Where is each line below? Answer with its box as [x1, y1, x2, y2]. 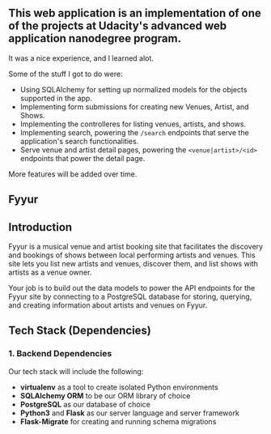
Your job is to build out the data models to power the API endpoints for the [8, 283, 256, 293]
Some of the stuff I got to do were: [8, 69, 123, 79]
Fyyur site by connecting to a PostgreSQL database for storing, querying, [8, 291, 252, 302]
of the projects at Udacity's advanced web [8, 19, 227, 33]
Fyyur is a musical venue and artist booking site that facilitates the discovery [8, 242, 264, 252]
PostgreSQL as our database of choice [19, 399, 151, 409]
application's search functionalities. [19, 136, 139, 146]
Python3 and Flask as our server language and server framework [19, 408, 240, 418]
